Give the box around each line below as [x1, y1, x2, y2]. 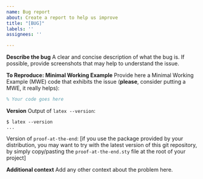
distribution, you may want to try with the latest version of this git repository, [6, 141, 198, 149]
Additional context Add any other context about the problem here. [6, 166, 173, 173]
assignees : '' [6, 32, 43, 38]
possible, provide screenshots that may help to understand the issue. [6, 60, 179, 67]
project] [6, 154, 26, 161]
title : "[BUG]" [6, 20, 45, 26]
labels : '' [6, 25, 34, 32]
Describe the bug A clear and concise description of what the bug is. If [6, 53, 185, 61]
